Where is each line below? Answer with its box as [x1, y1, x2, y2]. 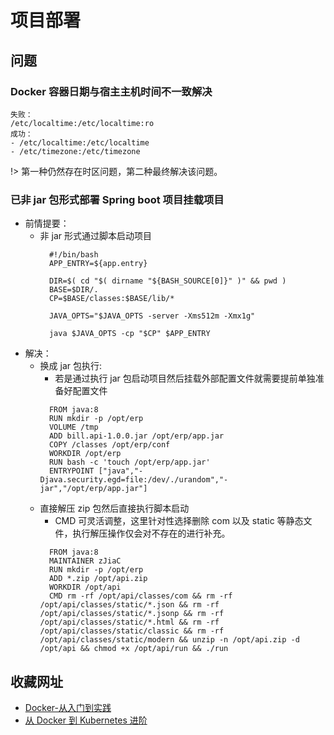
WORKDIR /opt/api [48, 582, 122, 593]
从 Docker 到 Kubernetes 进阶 [24, 714, 148, 726]
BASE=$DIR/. [48, 285, 99, 295]
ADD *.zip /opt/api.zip [48, 574, 148, 584]
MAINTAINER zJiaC [48, 556, 122, 566]
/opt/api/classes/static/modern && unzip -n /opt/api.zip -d [39, 635, 300, 645]
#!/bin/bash [48, 250, 99, 260]
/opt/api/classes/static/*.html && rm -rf [39, 617, 220, 628]
